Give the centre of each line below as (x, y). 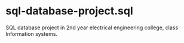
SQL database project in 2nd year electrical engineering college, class (92, 27)
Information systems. (32, 33)
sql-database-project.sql (70, 11)
